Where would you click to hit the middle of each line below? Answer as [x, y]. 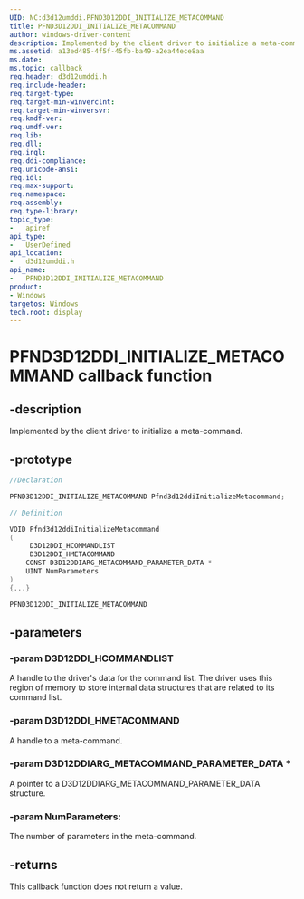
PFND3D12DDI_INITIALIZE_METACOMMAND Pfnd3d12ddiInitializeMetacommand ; [147, 497]
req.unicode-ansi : [44, 169]
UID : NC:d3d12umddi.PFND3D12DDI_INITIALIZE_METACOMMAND [117, 18]
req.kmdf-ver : [36, 118]
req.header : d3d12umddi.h [58, 77]
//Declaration [36, 480]
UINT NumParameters [62, 572]
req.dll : [26, 144]
